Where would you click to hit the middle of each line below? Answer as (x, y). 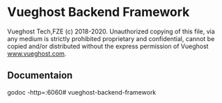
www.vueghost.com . (37, 54)
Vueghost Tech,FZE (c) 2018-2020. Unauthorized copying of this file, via (111, 31)
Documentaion (40, 76)
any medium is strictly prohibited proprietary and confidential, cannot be (111, 38)
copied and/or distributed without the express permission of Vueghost (108, 46)
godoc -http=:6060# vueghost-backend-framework (82, 92)
